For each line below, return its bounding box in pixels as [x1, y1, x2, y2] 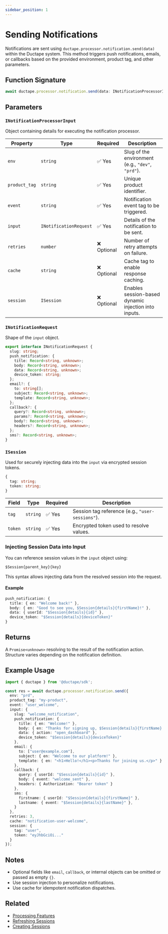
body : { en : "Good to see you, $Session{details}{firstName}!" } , [9, 605, 151, 610]
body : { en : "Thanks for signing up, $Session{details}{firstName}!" [18, 725, 166, 730]
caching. [124, 276, 144, 283]
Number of [124, 237, 149, 244]
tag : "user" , [14, 828, 41, 833]
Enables [124, 284, 143, 291]
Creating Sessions [12, 923, 50, 929]
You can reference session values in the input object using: [5, 554, 128, 560]
